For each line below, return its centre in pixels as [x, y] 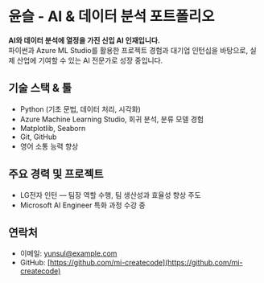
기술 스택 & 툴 [40, 88]
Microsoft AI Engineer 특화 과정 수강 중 [83, 205]
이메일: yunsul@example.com [68, 253]
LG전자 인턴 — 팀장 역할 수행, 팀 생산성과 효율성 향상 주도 [110, 195]
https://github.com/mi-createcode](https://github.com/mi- [146, 263]
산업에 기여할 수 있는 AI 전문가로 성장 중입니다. [90, 60]
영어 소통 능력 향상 [49, 146]
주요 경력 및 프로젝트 [56, 174]
